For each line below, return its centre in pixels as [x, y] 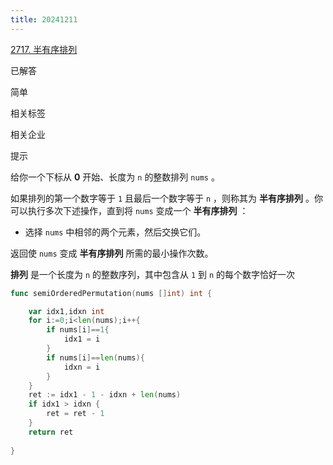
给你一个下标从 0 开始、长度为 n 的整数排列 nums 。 [115, 177]
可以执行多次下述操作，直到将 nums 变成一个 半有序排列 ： [129, 210]
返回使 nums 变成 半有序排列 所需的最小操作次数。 [112, 253]
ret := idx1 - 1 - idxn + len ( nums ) [105, 395]
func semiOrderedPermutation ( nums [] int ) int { [111, 293]
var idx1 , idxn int [66, 311]
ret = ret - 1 [75, 414]
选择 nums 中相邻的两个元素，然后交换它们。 [115, 232]
